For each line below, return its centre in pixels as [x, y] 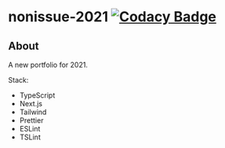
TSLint [30, 137]
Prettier [31, 120]
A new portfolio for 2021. [48, 65]
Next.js [31, 104]
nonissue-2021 [58, 17]
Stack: [18, 80]
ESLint [30, 129]
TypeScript [37, 95]
